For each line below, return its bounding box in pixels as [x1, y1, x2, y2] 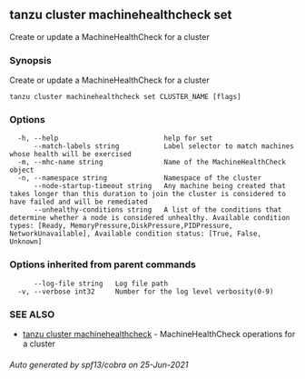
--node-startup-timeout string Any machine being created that [33, 182, 286, 191]
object [9, 165, 34, 175]
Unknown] [9, 237, 43, 246]
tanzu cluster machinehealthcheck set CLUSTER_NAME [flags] [9, 93, 242, 102]
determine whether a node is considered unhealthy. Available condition [9, 214, 290, 223]
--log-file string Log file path [33, 279, 169, 288]
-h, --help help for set [17, 134, 213, 144]
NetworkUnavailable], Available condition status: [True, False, [9, 229, 261, 239]
